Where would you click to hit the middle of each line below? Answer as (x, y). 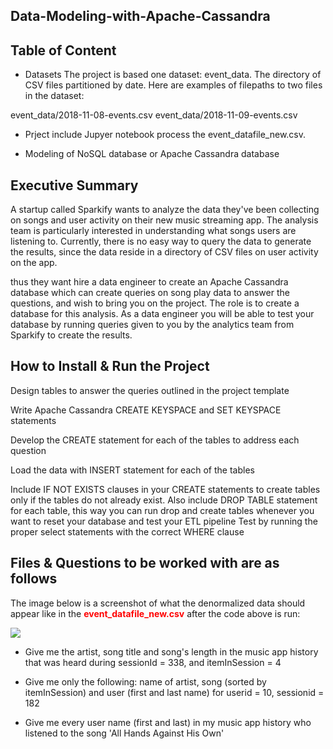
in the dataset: (54, 96)
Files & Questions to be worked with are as (145, 563)
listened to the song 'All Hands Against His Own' (124, 733)
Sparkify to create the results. (71, 335)
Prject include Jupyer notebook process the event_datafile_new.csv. (165, 135)
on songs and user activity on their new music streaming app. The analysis (164, 220)
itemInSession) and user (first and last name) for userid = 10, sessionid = (174, 692)
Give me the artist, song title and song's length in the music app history (171, 651)
